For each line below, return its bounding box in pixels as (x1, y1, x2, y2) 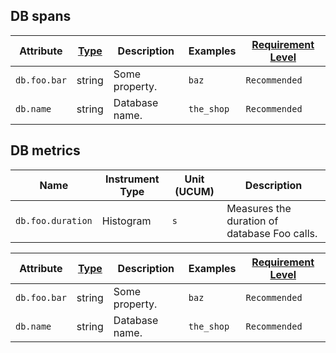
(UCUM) (174, 184, 215, 198)
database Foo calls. (226, 226, 318, 240)
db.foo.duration (15, 215, 93, 226)
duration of (226, 214, 279, 228)
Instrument (104, 172, 160, 186)
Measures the (226, 201, 292, 215)
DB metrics (10, 142, 81, 159)
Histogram (101, 214, 152, 228)
